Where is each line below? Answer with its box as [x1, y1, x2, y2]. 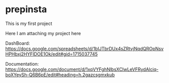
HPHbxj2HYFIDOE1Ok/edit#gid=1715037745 [5, 51, 98, 57]
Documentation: [5, 61, 39, 67]
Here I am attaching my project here [5, 30, 81, 36]
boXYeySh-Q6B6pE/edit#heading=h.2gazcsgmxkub [5, 71, 115, 77]
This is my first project [5, 20, 53, 26]
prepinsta [5, 4, 47, 15]
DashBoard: [5, 40, 30, 46]
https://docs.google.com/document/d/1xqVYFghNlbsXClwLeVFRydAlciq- [5, 66, 159, 72]
